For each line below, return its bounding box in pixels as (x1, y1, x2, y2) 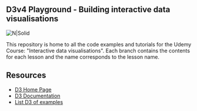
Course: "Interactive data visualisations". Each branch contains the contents (6, 47, 190, 54)
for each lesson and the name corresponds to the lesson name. (6, 53, 160, 60)
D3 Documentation (14, 92, 61, 99)
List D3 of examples (14, 98, 64, 105)
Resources (6, 70, 46, 80)
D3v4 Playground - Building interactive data (6, 5, 171, 15)
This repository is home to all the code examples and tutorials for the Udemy (6, 41, 192, 48)
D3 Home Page (14, 86, 52, 93)
